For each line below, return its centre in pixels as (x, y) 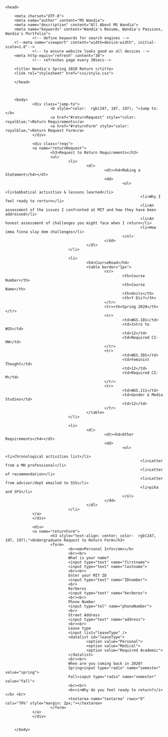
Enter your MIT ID (88, 575)
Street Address (84, 615)
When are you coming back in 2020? (105, 664)
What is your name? (89, 558)
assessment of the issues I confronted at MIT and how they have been (81, 210)
